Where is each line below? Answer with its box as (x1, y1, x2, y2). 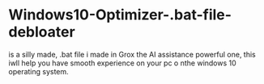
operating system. (8, 66, 69, 76)
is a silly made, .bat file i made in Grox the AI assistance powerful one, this (8, 49, 257, 59)
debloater (8, 23, 75, 41)
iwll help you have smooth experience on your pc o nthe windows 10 (8, 58, 236, 68)
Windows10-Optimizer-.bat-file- (8, 6, 232, 24)
